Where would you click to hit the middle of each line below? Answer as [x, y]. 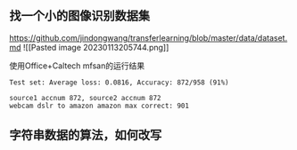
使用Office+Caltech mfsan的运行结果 [77, 66]
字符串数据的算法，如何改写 [86, 135]
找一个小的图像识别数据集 [79, 16]
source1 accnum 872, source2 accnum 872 [86, 98]
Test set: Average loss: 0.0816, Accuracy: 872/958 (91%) [119, 83]
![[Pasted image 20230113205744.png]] [96, 47]
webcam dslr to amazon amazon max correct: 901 [99, 106]
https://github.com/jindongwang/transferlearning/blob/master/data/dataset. [148, 37]
